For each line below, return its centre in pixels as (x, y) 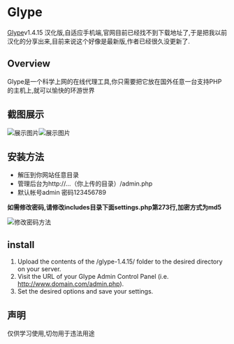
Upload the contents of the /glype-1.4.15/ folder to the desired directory (120, 262)
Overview (29, 64)
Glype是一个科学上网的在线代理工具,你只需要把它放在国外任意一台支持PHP (115, 81)
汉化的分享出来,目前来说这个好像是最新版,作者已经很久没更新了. (99, 41)
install (21, 245)
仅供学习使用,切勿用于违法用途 (51, 333)
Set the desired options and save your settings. (85, 291)
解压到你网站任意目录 (48, 175)
